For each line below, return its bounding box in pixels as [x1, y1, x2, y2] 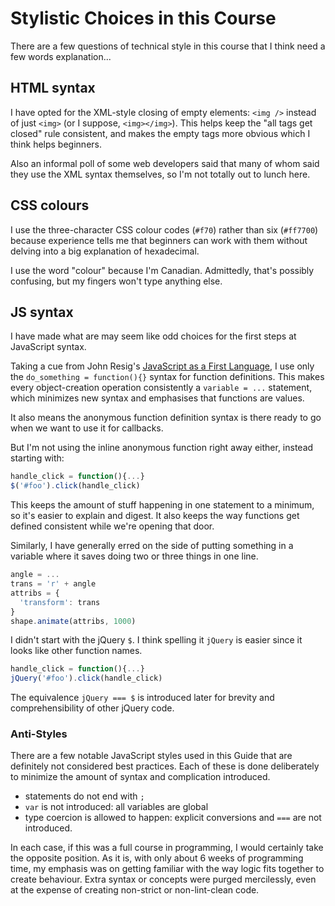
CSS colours [10, 197, 90, 214]
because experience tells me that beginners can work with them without [10, 234, 308, 246]
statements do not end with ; [24, 790, 145, 802]
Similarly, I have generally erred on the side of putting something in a [10, 540, 294, 552]
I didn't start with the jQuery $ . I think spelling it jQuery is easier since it [10, 634, 303, 646]
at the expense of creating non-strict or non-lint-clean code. [10, 884, 260, 896]
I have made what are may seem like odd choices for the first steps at [10, 330, 297, 342]
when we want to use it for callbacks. [10, 422, 164, 434]
